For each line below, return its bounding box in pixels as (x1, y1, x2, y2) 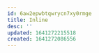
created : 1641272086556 (7, 36, 77, 43)
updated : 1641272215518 (7, 29, 77, 36)
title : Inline (7, 17, 49, 23)
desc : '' (7, 23, 33, 30)
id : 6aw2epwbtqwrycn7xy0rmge (7, 10, 92, 17)
